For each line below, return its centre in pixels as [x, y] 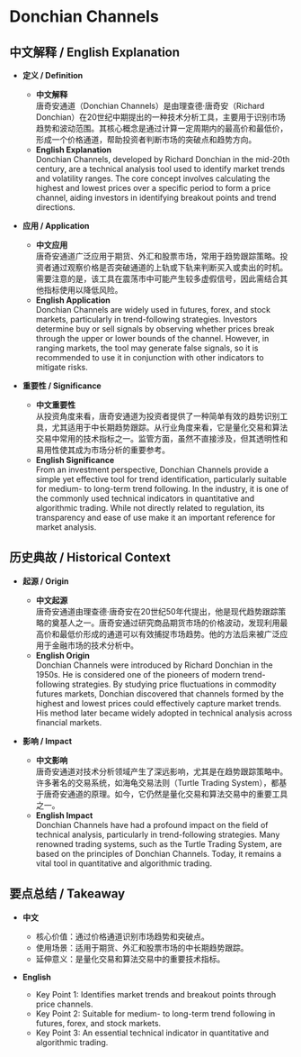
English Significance [75, 460]
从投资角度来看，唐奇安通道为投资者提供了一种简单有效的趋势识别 [158, 416]
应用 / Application [56, 226]
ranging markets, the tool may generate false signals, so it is [147, 348]
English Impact [64, 815]
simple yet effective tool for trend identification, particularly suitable [161, 479]
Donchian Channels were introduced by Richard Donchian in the [154, 665]
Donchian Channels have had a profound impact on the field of [152, 825]
